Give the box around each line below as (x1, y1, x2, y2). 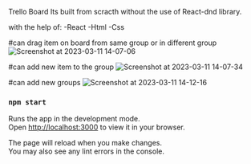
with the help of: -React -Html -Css (8, 23, 125, 31)
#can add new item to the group (8, 62, 115, 72)
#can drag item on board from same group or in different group (8, 38, 217, 47)
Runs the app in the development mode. (8, 114, 140, 124)
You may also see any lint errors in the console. (8, 146, 164, 156)
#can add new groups (8, 78, 81, 87)
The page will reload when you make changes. (8, 138, 163, 148)
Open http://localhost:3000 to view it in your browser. (8, 122, 186, 132)
